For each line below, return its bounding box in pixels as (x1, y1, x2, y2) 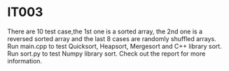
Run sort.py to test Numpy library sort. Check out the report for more (7, 49, 206, 58)
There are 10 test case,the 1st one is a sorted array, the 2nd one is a (7, 27, 203, 35)
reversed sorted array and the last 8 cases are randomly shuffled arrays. (7, 34, 217, 42)
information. (7, 56, 43, 65)
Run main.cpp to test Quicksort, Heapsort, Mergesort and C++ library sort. (7, 42, 222, 50)
